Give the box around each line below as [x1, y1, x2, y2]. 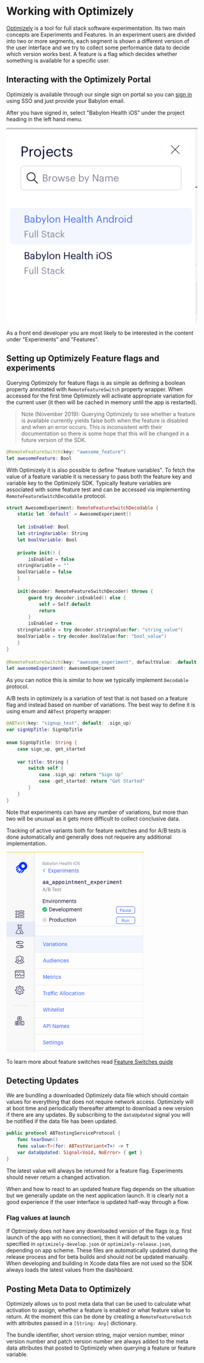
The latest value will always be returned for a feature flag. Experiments [6, 1167, 183, 1174]
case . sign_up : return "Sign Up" [38, 772, 123, 778]
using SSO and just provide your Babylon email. [6, 97, 126, 104]
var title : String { [17, 759, 69, 765]
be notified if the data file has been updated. [6, 1117, 118, 1125]
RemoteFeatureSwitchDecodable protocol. [6, 492, 107, 499]
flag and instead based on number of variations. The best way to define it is [6, 701, 195, 708]
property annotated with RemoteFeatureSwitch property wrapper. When [6, 385, 183, 393]
